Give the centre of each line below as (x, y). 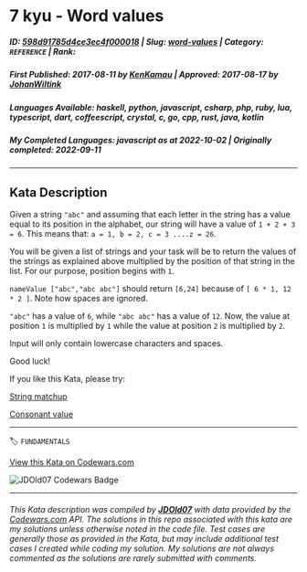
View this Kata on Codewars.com (72, 462)
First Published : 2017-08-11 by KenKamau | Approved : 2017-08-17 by (144, 75)
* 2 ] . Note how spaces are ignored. (79, 299)
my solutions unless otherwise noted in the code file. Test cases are (138, 529)
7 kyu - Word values (87, 16)
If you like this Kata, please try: (68, 379)
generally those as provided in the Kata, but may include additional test (144, 538)
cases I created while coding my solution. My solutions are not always (142, 548)
